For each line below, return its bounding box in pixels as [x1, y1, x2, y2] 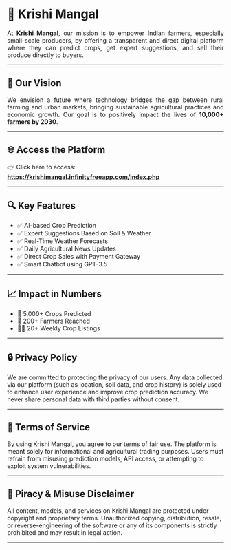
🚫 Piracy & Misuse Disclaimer [7, 488, 135, 500]
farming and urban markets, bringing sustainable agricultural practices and [7, 103, 224, 111]
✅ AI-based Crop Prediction [16, 222, 96, 230]
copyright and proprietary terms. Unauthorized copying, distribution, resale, [7, 514, 222, 522]
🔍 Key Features [7, 200, 76, 211]
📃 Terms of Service [7, 421, 91, 433]
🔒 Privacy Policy [7, 351, 78, 363]
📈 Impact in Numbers [7, 288, 102, 299]
